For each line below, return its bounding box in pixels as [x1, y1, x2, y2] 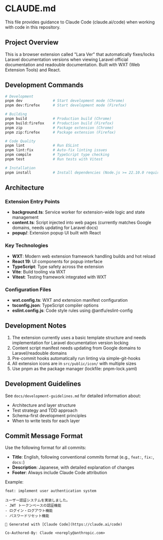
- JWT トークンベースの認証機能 [5, 503, 62, 508]
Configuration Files [5, 286, 51, 293]
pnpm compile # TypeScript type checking [5, 152, 110, 157]
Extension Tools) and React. [5, 67, 61, 73]
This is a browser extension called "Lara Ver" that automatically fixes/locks [5, 51, 155, 57]
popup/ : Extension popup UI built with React [12, 230, 101, 236]
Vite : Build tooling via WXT [12, 269, 66, 274]
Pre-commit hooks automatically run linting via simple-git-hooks [12, 355, 141, 361]
